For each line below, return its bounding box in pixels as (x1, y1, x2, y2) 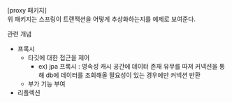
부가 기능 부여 (27, 80, 66, 88)
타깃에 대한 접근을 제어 (27, 53, 90, 62)
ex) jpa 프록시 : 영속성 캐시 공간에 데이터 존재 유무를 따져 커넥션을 (38, 62, 218, 70)
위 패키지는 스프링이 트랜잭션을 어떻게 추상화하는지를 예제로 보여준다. (7, 15, 196, 23)
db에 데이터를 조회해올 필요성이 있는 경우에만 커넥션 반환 (45, 71, 201, 79)
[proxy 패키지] (7, 6, 47, 14)
